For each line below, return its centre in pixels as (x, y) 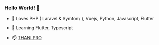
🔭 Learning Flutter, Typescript (42, 28)
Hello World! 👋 (22, 8)
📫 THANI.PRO (27, 38)
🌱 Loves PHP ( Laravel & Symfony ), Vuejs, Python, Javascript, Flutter (83, 19)
